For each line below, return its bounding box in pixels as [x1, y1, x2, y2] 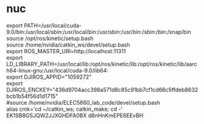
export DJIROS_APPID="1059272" [6, 73, 92, 80]
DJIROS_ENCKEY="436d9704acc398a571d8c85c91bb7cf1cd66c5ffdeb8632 [6, 86, 199, 93]
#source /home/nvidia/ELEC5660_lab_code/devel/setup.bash [6, 99, 160, 106]
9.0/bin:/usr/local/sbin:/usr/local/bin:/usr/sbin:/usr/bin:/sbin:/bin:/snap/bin [6, 28, 192, 35]
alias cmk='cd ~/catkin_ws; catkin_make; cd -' [6, 105, 123, 113]
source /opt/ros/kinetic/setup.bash [6, 34, 94, 42]
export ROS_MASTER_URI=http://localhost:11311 [6, 47, 126, 54]
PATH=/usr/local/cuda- [24, 22, 82, 29]
